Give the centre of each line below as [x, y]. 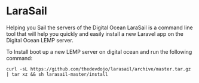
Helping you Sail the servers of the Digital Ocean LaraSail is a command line [99, 27]
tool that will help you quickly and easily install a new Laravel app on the [95, 33]
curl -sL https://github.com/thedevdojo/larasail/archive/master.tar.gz [99, 69]
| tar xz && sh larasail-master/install [57, 74]
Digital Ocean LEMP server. [40, 40]
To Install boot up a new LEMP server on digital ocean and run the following [99, 51]
